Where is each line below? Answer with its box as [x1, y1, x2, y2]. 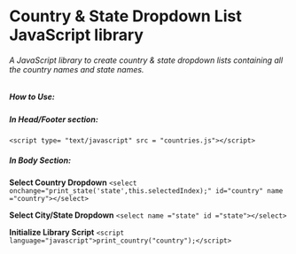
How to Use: [9, 91, 56, 103]
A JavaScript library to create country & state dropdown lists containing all [9, 55, 284, 65]
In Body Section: [9, 155, 72, 165]
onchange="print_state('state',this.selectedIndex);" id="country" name [9, 187, 284, 196]
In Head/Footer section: [9, 113, 99, 125]
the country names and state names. [9, 64, 144, 74]
